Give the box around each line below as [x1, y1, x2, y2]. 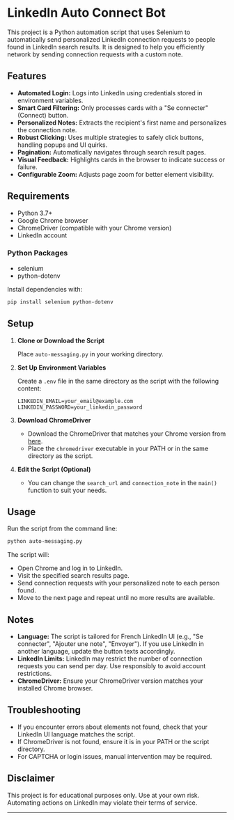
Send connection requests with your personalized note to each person [17, 579, 220, 588]
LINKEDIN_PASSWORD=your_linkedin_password [17, 404, 143, 411]
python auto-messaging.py [7, 538, 82, 545]
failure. [17, 162, 38, 171]
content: [17, 384, 42, 393]
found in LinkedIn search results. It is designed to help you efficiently [7, 42, 205, 51]
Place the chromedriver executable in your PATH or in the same [27, 444, 209, 452]
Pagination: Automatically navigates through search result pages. [17, 148, 207, 156]
